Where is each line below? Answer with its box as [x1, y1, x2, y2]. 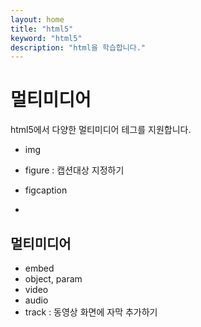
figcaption [24, 184, 68, 196]
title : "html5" [10, 24, 74, 34]
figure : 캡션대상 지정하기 [24, 164, 125, 176]
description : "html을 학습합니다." [10, 42, 147, 53]
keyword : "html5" [10, 33, 83, 43]
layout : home [10, 14, 65, 25]
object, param [24, 273, 83, 285]
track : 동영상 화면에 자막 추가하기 [24, 306, 158, 318]
